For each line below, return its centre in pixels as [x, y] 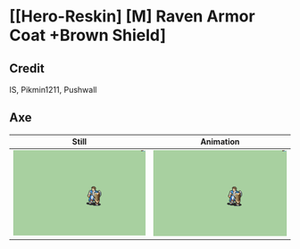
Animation [220, 142]
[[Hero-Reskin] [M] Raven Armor [133, 17]
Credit [27, 68]
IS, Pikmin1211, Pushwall [53, 90]
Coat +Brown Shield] [88, 35]
